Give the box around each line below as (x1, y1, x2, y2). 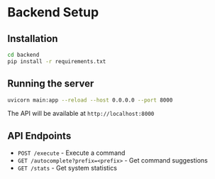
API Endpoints (7, 129, 72, 142)
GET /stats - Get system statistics (17, 164, 117, 173)
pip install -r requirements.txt (7, 58, 106, 65)
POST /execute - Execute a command (17, 148, 126, 157)
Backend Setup (7, 4, 99, 21)
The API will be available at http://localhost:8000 (7, 109, 155, 118)
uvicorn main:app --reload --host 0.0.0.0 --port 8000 (7, 97, 173, 104)
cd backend (7, 51, 40, 58)
